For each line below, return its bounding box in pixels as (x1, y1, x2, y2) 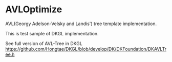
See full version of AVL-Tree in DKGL (5, 40, 83, 47)
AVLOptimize (5, 4, 62, 15)
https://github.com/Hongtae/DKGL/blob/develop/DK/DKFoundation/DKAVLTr (5, 46, 167, 52)
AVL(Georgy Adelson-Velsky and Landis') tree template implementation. (5, 20, 157, 27)
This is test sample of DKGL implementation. (5, 30, 99, 36)
